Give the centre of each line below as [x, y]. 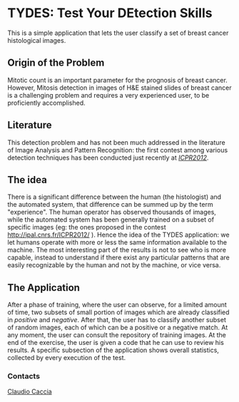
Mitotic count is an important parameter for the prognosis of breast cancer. [118, 80]
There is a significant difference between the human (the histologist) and [115, 197]
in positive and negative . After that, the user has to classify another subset [117, 320]
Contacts [24, 376]
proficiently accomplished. [46, 103]
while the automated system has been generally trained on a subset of [111, 220]
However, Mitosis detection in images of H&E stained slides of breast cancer [119, 88]
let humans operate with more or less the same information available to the [117, 242]
